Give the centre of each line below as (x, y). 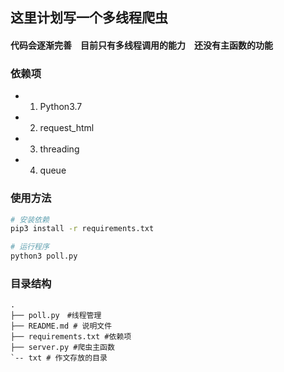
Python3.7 (61, 107)
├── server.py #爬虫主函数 (62, 348)
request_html (67, 128)
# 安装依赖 (30, 219)
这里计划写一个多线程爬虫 (89, 18)
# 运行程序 (30, 247)
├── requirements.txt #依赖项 (71, 337)
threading (59, 149)
